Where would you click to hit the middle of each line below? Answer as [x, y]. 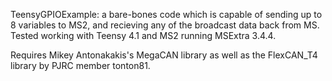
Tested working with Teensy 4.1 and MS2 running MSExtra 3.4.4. [143, 35]
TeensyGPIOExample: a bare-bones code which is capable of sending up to [166, 14]
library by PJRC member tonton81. [80, 65]
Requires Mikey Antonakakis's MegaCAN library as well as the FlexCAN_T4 [164, 55]
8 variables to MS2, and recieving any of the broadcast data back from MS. [165, 25]
